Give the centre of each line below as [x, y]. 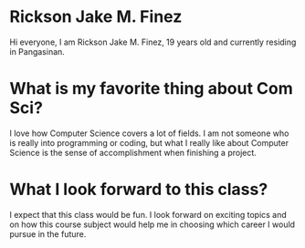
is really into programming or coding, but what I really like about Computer [149, 142]
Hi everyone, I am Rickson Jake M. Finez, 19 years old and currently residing [153, 42]
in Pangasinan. [37, 51]
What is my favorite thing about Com [152, 89]
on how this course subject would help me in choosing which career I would [152, 224]
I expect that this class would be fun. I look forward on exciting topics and [148, 214]
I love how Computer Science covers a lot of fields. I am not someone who [149, 133]
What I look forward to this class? [139, 190]
